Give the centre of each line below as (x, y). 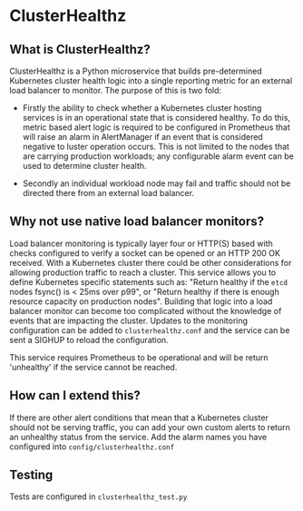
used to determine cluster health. (84, 166)
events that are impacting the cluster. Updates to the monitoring (128, 320)
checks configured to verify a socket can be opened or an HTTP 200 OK (145, 253)
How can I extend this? (75, 396)
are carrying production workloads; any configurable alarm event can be (158, 156)
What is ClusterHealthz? (80, 49)
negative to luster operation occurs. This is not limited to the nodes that (156, 147)
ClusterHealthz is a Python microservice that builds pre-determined (136, 71)
